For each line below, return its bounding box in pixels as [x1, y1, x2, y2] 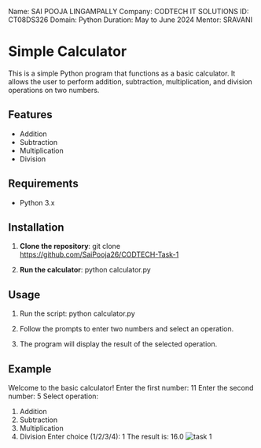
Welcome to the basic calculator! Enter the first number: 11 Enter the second [8, 383, 254, 392]
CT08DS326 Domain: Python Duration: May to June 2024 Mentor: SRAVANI [8, 15, 253, 24]
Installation [8, 220, 64, 234]
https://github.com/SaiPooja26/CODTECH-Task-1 [19, 250, 179, 259]
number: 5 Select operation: [8, 391, 99, 401]
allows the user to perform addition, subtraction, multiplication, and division [8, 76, 253, 86]
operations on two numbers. [8, 85, 100, 94]
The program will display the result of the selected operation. [19, 339, 218, 349]
